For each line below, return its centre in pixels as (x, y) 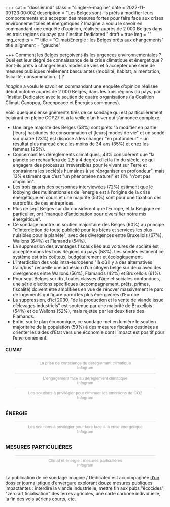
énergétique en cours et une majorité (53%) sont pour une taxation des (87, 198)
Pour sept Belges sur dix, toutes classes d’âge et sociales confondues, (87, 278)
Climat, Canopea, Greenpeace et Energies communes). (63, 103)
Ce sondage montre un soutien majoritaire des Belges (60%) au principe (88, 225)
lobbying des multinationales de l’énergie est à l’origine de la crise (81, 192)
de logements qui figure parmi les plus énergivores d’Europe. (76, 295)
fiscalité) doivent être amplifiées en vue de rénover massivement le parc (88, 289)
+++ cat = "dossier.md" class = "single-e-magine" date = (65, 7)
